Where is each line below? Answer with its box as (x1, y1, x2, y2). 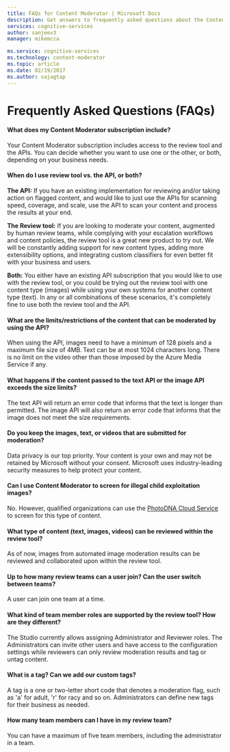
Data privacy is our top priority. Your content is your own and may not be (7, 451, 212, 460)
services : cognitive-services (7, 23, 94, 29)
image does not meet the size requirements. (7, 413, 131, 421)
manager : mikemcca (7, 36, 60, 42)
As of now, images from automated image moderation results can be (7, 549, 201, 558)
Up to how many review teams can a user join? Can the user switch (7, 573, 201, 581)
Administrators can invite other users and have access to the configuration (7, 640, 218, 649)
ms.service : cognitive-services (7, 48, 99, 55)
